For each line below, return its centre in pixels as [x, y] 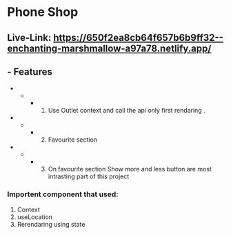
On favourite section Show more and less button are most [130, 169]
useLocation [35, 217]
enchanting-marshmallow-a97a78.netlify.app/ [109, 48]
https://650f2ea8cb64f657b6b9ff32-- [138, 38]
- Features [30, 72]
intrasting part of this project [89, 176]
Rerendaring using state [51, 224]
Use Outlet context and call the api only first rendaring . [127, 111]
